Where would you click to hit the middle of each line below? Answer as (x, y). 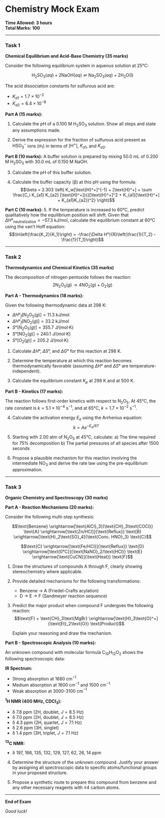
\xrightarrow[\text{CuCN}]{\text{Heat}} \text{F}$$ (82, 557)
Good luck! (16, 811)
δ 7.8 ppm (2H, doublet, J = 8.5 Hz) (48, 712)
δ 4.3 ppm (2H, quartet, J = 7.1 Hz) (47, 722)
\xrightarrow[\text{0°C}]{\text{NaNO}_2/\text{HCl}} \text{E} (82, 552)
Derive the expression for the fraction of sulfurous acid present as (79, 139)
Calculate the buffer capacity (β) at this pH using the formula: (74, 182)
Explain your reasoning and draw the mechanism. (62, 633)
